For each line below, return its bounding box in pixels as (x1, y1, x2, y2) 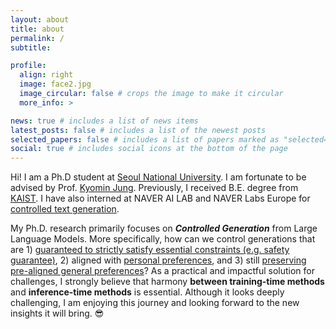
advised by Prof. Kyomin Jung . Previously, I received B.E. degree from (10, 182, 299, 194)
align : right (19, 70, 74, 80)
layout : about (10, 14, 70, 25)
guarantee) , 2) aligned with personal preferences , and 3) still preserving (10, 254, 307, 266)
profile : (10, 61, 47, 71)
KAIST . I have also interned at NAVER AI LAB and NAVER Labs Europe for (10, 192, 311, 205)
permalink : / (10, 33, 65, 43)
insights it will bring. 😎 (10, 307, 105, 320)
